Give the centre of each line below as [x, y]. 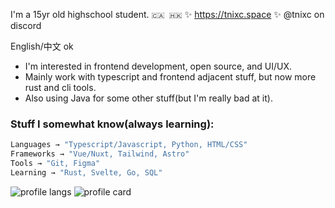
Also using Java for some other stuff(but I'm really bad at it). [148, 98]
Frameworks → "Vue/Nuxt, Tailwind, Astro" [100, 154]
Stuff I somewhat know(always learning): [112, 124]
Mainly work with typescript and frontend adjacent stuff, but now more [170, 77]
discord [26, 25]
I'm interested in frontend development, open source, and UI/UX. [158, 66]
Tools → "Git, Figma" [55, 164]
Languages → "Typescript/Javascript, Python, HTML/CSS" [129, 145]
